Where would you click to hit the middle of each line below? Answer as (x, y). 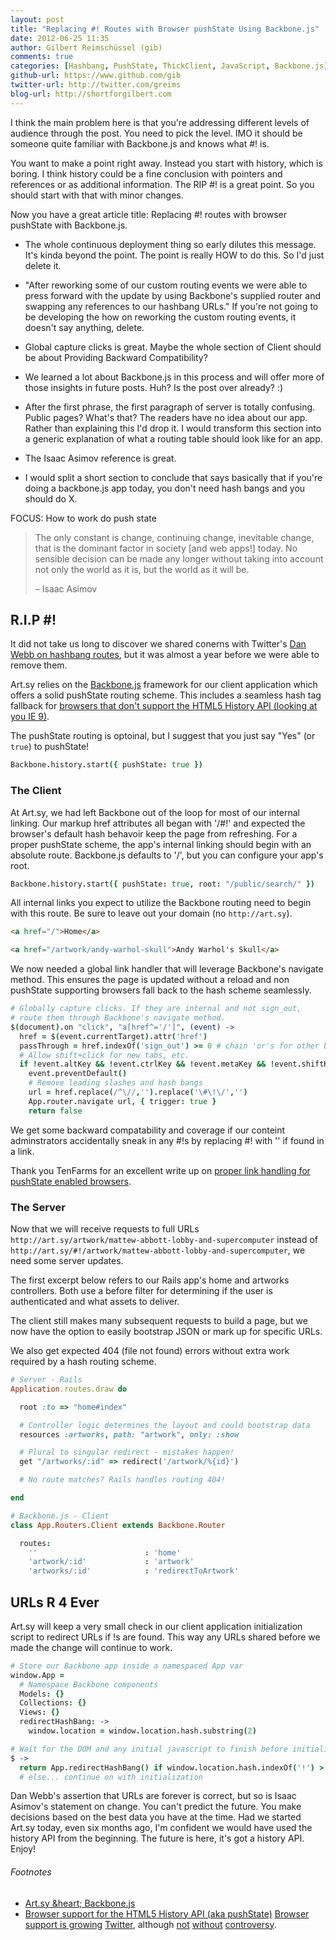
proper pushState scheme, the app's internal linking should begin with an (161, 844)
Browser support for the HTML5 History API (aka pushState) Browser (167, 1913)
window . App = (37, 1675)
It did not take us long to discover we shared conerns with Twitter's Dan (158, 644)
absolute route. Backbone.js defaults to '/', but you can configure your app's (167, 855)
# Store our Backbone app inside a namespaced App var (127, 1666)
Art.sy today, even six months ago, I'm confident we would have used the (161, 1828)
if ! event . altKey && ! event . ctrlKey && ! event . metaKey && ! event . (160, 1064)
